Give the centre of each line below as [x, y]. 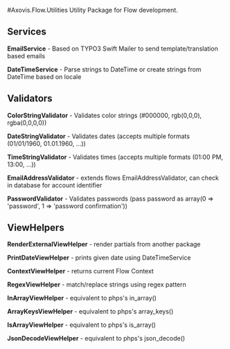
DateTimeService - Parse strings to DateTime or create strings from [104, 69]
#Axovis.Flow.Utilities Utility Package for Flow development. [92, 10]
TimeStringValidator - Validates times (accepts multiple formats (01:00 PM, [115, 157]
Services [27, 32]
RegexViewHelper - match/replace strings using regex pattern [97, 284]
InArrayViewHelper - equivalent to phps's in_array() [82, 298]
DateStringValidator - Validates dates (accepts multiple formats [99, 136]
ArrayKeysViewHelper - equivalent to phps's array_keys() [90, 312]
